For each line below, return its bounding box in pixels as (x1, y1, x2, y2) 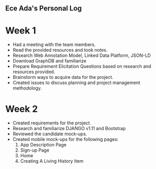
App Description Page (20, 142, 67, 148)
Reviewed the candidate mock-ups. (12, 131, 88, 137)
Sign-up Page (20, 147, 49, 153)
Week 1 (5, 25, 36, 36)
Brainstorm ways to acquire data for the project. (12, 74, 114, 80)
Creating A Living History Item (20, 158, 84, 164)
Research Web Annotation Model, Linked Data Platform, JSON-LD (12, 52, 151, 58)
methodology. (12, 85, 42, 91)
